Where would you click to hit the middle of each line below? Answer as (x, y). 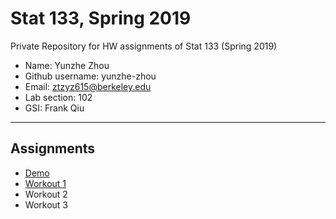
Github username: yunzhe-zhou (90, 76)
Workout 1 (45, 183)
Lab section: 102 (58, 97)
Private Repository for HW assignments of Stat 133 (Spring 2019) (144, 46)
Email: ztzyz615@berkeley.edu (88, 86)
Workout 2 (46, 194)
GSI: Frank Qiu (54, 108)
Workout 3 (46, 204)
